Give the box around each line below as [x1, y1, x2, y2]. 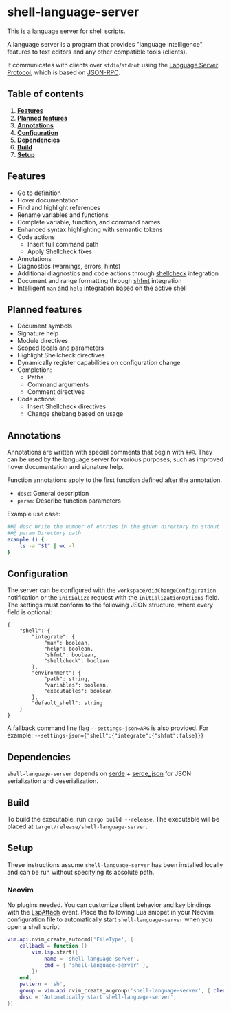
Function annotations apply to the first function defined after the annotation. [7, 476, 222, 484]
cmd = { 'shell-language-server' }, [43, 961, 149, 968]
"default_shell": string [32, 700, 103, 707]
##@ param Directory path [7, 530, 81, 537]
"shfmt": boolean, [43, 651, 97, 658]
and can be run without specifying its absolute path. [7, 868, 155, 876]
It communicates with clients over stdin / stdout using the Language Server [7, 61, 219, 69]
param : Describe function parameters [16, 497, 122, 505]
